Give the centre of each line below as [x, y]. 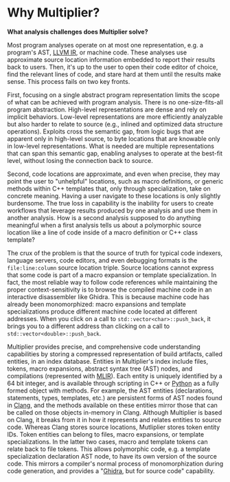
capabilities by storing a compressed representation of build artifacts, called [115, 354]
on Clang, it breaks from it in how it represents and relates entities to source [114, 419]
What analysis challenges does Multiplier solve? [78, 32]
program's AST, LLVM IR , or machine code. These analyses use [97, 52]
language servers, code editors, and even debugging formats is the [102, 260]
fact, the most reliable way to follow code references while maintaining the [112, 282]
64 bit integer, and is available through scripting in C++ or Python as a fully [113, 383]
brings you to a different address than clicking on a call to [89, 326]
